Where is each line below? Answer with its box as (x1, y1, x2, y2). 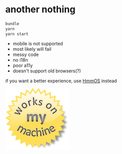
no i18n (12, 56, 28, 63)
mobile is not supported (12, 40, 63, 47)
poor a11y (12, 62, 33, 68)
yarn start (5, 31, 29, 36)
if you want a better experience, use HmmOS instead (5, 78, 117, 84)
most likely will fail (12, 46, 52, 52)
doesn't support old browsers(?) (12, 68, 81, 74)
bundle (5, 21, 19, 26)
